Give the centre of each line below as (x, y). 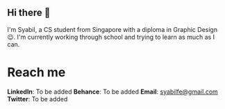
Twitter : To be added (37, 99)
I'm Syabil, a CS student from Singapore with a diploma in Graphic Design (112, 29)
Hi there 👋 (29, 13)
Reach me (36, 72)
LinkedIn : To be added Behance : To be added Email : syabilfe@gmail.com (113, 92)
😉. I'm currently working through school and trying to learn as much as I (111, 37)
